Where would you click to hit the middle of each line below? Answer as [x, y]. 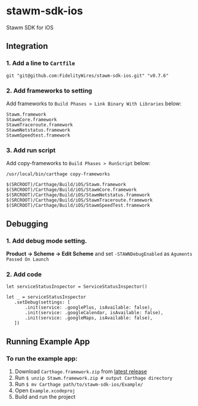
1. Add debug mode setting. [47, 241]
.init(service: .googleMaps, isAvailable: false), [89, 318]
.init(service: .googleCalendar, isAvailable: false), [94, 313]
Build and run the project [45, 396]
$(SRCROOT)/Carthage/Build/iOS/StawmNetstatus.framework [78, 195]
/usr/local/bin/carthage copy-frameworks [58, 174]
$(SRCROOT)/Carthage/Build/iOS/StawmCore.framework [71, 190]
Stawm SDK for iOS [30, 27]
